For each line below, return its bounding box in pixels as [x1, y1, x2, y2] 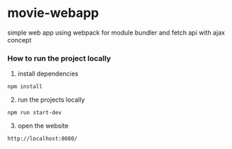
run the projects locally [17, 95, 85, 104]
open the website [17, 121, 69, 130]
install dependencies [17, 69, 79, 78]
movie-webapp [7, 5, 99, 21]
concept [7, 35, 32, 44]
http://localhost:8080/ [7, 136, 78, 143]
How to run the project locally [7, 53, 111, 63]
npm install [7, 83, 43, 90]
